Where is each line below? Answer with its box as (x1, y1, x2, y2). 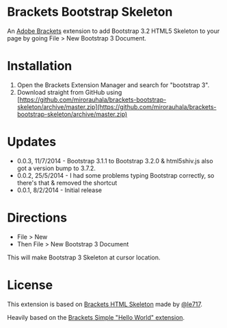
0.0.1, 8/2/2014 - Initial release (16, 186, 103, 194)
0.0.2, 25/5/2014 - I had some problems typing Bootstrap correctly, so (16, 171, 215, 179)
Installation (7, 58, 72, 74)
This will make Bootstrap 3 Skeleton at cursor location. (7, 253, 161, 261)
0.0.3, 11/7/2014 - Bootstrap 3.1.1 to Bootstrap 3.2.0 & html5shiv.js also (16, 156, 213, 165)
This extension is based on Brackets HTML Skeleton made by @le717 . (7, 300, 203, 308)
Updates (7, 134, 57, 150)
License (7, 277, 53, 292)
